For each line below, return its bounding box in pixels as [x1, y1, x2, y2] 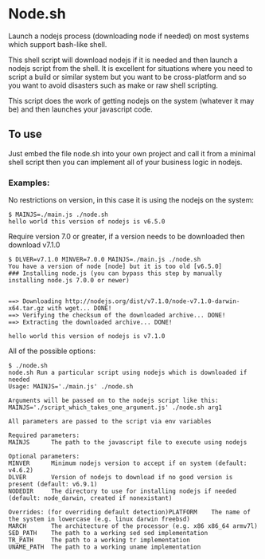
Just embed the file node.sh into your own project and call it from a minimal [8, 148, 256, 158]
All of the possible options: [8, 346, 96, 356]
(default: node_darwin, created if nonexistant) [8, 494, 173, 502]
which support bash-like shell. [8, 39, 107, 49]
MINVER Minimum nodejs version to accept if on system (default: [8, 459, 247, 467]
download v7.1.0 [8, 240, 60, 250]
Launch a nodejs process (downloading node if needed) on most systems [8, 31, 250, 41]
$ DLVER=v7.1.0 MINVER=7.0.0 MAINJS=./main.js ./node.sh [8, 256, 201, 264]
